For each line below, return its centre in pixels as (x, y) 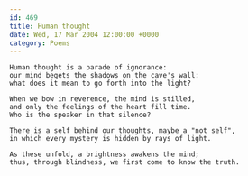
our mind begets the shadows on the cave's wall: (105, 76)
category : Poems (40, 43)
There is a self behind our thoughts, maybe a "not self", (123, 131)
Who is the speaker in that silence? (80, 115)
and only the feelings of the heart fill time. (101, 107)
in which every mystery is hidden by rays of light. (110, 139)
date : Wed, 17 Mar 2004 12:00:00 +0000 (84, 34)
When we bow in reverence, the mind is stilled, (102, 99)
